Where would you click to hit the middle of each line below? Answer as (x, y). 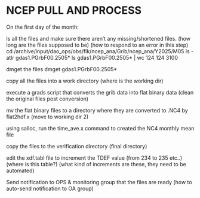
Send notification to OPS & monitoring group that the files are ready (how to (99, 182)
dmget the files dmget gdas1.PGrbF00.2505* (62, 69)
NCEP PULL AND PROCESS (74, 10)
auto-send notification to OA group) (50, 188)
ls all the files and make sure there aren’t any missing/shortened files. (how (99, 38)
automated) (20, 170)
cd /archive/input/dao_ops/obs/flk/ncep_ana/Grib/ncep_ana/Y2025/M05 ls (98, 51)
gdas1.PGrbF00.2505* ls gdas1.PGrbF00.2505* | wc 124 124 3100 (97, 57)
